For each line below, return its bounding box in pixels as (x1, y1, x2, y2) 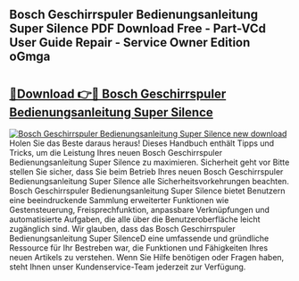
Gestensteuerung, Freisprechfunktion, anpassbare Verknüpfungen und (9, 205, 270, 215)
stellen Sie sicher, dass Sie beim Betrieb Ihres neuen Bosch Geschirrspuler (9, 166, 284, 177)
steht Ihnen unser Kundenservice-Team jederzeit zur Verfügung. (9, 261, 246, 272)
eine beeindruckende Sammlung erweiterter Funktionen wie (9, 195, 229, 205)
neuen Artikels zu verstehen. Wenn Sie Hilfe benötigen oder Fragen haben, (9, 252, 285, 262)
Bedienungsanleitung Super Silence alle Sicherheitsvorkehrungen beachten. (9, 176, 290, 186)
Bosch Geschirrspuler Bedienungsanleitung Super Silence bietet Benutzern (9, 185, 286, 196)
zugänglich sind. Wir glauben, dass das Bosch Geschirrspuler (9, 224, 236, 234)
